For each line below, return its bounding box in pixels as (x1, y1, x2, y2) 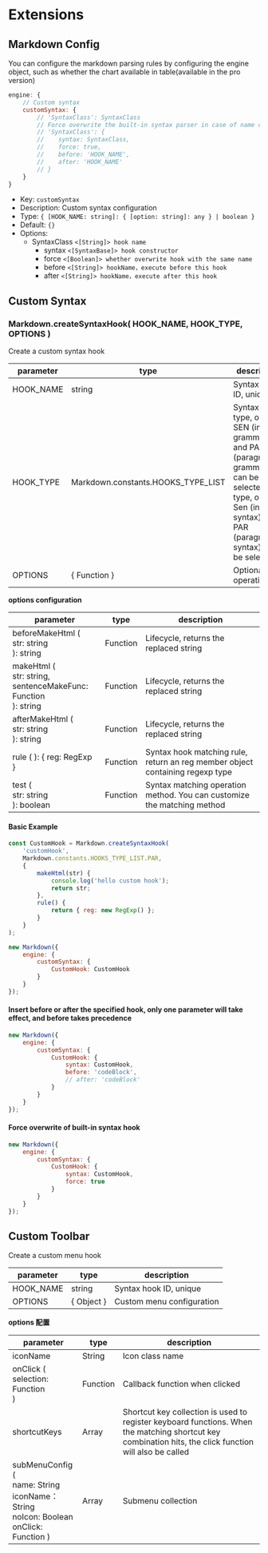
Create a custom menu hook (8, 1251, 102, 1260)
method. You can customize (144, 790, 250, 801)
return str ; (50, 884, 91, 892)
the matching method (144, 799, 226, 810)
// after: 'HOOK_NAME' (37, 157, 124, 165)
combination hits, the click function (122, 1436, 254, 1447)
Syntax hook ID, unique (114, 1283, 202, 1294)
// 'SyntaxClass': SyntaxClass (37, 113, 141, 121)
